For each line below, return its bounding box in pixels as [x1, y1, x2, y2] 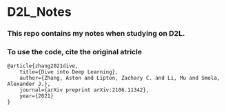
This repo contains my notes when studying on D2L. [7, 29, 185, 38]
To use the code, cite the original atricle [7, 47, 143, 57]
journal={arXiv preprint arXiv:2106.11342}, [19, 87, 150, 93]
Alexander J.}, [7, 80, 51, 88]
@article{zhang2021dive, [7, 63, 79, 69]
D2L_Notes [7, 4, 72, 20]
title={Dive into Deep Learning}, [19, 69, 119, 76]
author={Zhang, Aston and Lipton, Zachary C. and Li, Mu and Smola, [19, 75, 220, 82]
